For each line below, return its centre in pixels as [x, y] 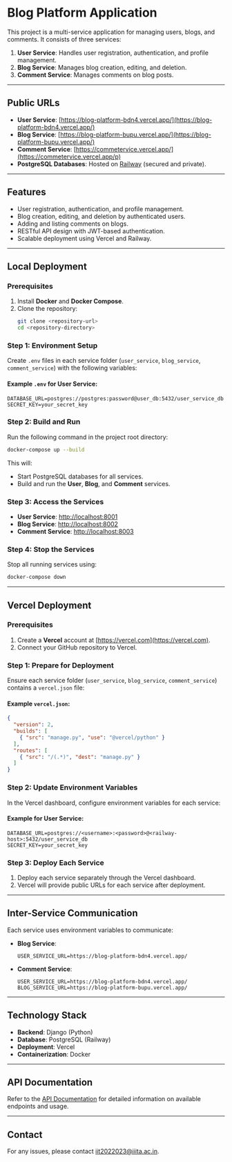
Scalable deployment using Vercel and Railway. [84, 238]
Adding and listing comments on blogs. [73, 224]
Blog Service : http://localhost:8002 [68, 524]
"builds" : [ [31, 731]
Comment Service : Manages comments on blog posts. [95, 75]
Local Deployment [47, 266]
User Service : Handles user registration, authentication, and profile [113, 53]
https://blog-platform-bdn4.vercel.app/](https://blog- [137, 120]
